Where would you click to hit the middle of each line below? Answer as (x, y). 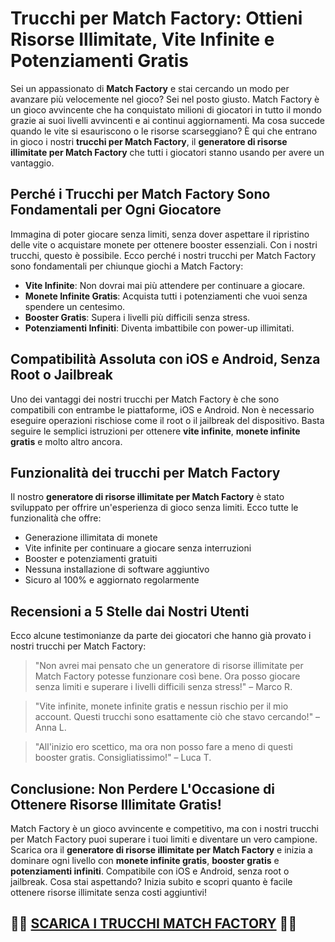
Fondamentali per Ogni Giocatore (116, 210)
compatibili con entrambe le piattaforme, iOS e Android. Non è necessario (162, 409)
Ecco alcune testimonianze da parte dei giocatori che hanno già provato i (161, 636)
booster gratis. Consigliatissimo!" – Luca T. (123, 758)
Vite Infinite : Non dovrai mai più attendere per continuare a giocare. (165, 285)
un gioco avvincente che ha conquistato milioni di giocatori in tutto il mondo (166, 109)
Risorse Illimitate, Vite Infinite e (142, 39)
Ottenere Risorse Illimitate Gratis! (116, 804)
